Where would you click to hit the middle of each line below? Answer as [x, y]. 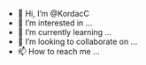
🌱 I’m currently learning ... [65, 32]
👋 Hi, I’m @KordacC [54, 14]
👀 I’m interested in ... [55, 23]
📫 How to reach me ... [58, 51]
